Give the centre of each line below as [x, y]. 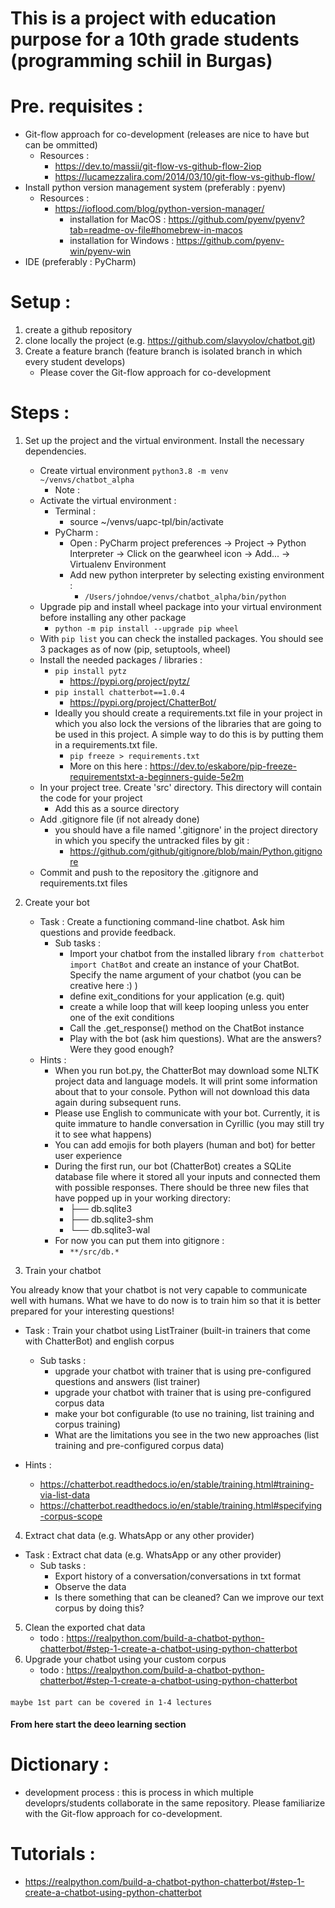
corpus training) [88, 1424]
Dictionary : [60, 1764]
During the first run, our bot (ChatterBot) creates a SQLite [173, 1166]
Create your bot [57, 902]
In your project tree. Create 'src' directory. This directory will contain [180, 787]
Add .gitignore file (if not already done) [119, 819]
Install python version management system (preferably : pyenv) [155, 188]
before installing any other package [113, 617]
